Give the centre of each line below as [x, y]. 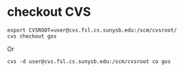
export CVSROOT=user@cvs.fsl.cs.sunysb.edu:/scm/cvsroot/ [92, 30]
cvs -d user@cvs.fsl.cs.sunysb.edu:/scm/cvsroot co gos [89, 61]
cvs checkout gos [32, 36]
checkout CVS [49, 12]
